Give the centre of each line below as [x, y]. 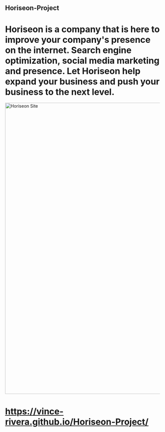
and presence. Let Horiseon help [73, 71]
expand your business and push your [82, 81]
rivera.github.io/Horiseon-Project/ [77, 422]
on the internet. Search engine [68, 50]
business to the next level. [60, 92]
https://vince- [34, 411]
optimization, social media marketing [82, 60]
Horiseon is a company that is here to [82, 29]
